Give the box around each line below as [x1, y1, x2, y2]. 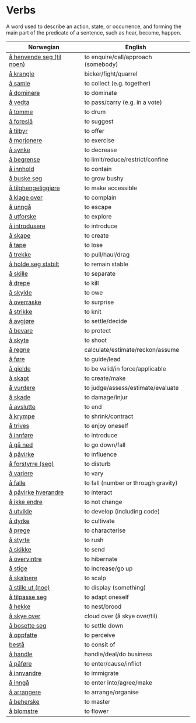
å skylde [9, 288, 32, 296]
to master [84, 697, 111, 705]
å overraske [9, 298, 42, 306]
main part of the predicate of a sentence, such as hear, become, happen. [6, 29, 182, 36]
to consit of [84, 640, 116, 649]
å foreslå [9, 117, 33, 125]
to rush [84, 536, 104, 544]
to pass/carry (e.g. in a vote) [84, 98, 162, 106]
